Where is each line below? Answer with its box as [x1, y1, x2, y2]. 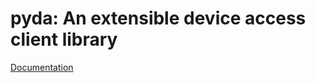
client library [10, 28, 118, 51]
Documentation [10, 61, 74, 73]
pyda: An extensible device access [10, 7, 307, 30]
